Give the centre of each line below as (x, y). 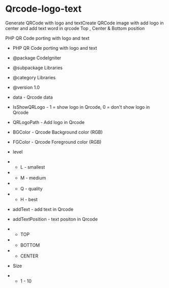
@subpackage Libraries (37, 68)
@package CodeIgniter (37, 58)
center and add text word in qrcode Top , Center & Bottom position (75, 28)
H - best (29, 199)
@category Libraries (34, 77)
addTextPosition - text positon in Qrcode (55, 219)
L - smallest (33, 167)
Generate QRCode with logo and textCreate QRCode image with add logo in (84, 23)
